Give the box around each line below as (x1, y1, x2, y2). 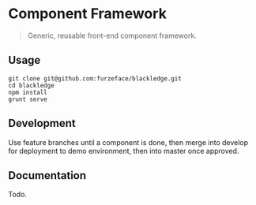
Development (8, 117, 77, 130)
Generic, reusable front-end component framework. (27, 31, 198, 40)
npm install (8, 88, 47, 96)
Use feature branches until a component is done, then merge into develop (8, 137, 249, 147)
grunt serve (8, 95, 47, 103)
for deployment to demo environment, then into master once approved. (8, 146, 239, 155)
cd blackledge (8, 81, 55, 89)
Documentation (8, 169, 87, 182)
